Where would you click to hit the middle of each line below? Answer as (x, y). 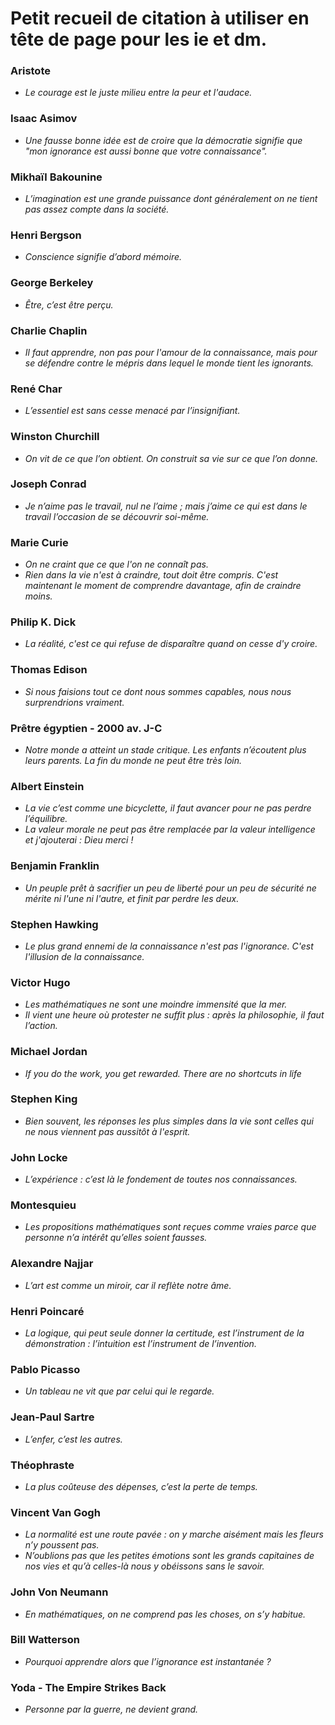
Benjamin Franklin (55, 866)
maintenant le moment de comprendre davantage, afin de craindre (163, 586)
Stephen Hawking (54, 924)
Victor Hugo (40, 982)
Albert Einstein (47, 786)
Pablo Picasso (45, 1369)
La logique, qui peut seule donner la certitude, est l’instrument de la (164, 1333)
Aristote (30, 71)
